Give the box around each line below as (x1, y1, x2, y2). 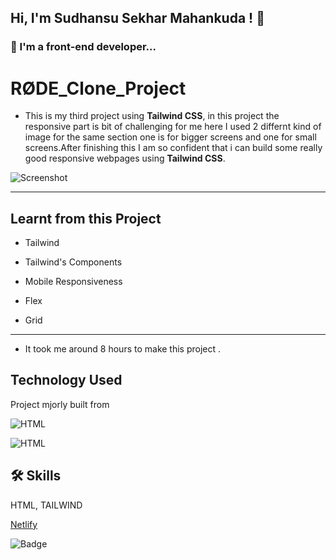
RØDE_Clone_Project (10, 77, 187, 100)
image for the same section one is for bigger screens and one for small (24, 131, 317, 143)
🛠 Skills (10, 467, 62, 485)
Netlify (10, 518, 38, 530)
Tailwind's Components (24, 256, 123, 268)
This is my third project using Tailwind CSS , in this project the (24, 110, 280, 122)
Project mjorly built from (10, 398, 110, 410)
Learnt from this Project (10, 210, 162, 227)
